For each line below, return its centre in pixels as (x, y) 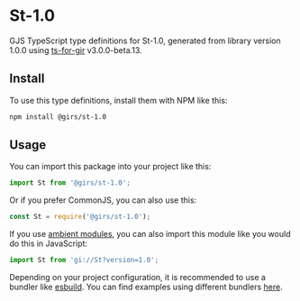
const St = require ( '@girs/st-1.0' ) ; (80, 217)
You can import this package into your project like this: (110, 167)
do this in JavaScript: (49, 243)
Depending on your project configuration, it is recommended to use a (137, 278)
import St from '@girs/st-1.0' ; (70, 183)
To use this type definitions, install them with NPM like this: (118, 100)
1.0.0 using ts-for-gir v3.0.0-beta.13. (76, 50)
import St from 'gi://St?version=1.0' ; (84, 260)
